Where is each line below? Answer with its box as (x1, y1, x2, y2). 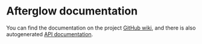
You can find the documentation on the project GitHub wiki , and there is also (6, 24, 196, 31)
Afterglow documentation (6, 4, 138, 18)
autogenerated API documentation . (6, 30, 93, 37)
